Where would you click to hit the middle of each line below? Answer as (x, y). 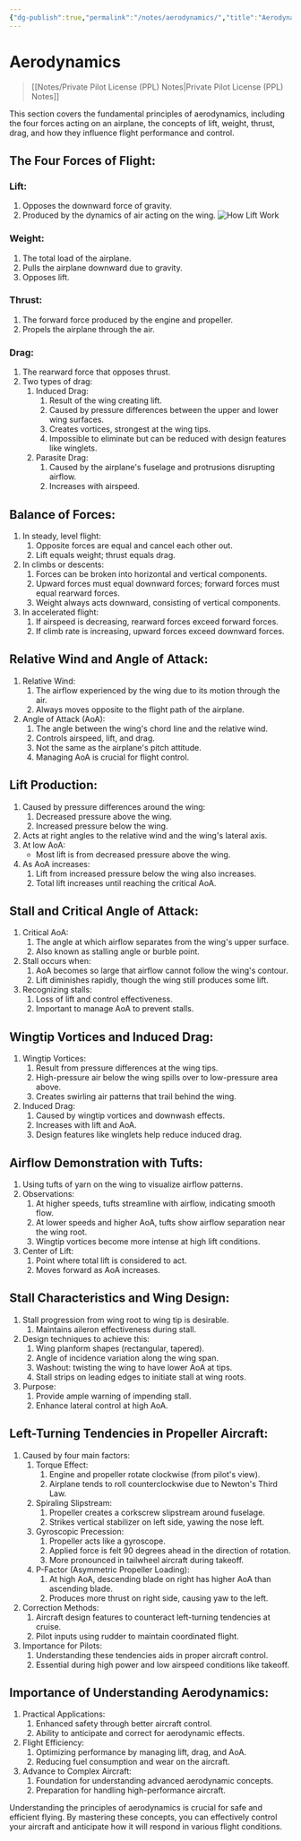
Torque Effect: (62, 1465)
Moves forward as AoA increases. (98, 1270)
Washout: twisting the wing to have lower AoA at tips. (134, 1367)
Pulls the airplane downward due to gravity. (102, 267)
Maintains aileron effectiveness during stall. (116, 1329)
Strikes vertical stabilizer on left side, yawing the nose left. (156, 1522)
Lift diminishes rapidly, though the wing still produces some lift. (152, 980)
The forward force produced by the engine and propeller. (128, 320)
